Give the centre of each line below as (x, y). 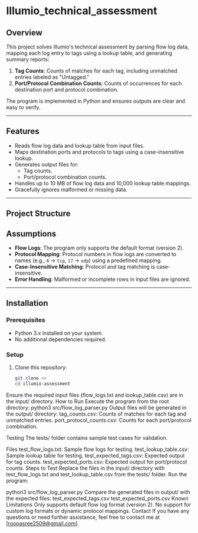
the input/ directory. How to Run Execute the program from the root (88, 401)
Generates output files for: (47, 164)
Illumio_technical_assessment (82, 11)
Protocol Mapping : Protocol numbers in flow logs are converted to (95, 254)
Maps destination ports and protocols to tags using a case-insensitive (99, 152)
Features (23, 131)
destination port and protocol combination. (67, 89)
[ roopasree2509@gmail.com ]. (43, 523)
